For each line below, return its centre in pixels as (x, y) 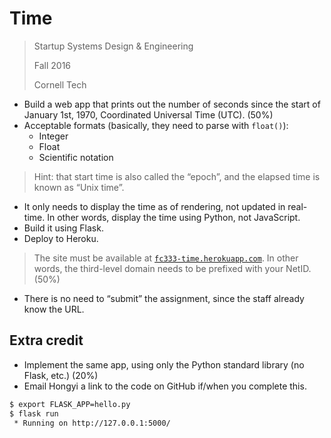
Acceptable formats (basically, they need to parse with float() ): (156, 125)
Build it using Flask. (63, 228)
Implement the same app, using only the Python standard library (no (164, 364)
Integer (53, 136)
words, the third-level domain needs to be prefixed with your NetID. (172, 268)
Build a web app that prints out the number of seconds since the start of (172, 104)
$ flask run (34, 413)
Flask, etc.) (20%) (61, 375)
